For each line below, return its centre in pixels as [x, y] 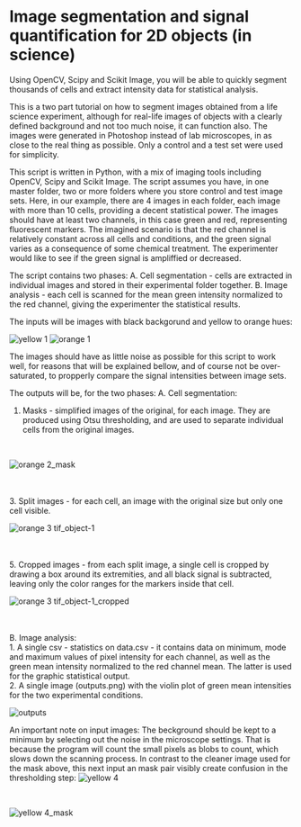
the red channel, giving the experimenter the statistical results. [125, 304]
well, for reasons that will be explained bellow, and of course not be [134, 365]
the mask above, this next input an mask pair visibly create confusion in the [149, 768]
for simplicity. [35, 154]
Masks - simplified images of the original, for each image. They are [146, 410]
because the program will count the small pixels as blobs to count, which [144, 749]
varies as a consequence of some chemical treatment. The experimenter [144, 248]
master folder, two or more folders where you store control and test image [146, 191]
